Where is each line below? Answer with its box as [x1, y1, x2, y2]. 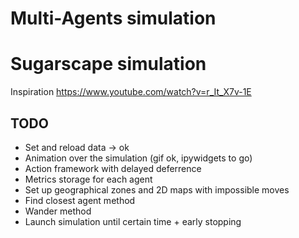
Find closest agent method [24, 194, 136, 206]
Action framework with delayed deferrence [24, 162, 202, 174]
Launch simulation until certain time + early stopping [24, 215, 242, 227]
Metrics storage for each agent [24, 173, 153, 185]
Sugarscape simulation [10, 53, 207, 76]
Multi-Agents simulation [10, 7, 217, 30]
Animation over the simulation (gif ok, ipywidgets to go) [24, 152, 253, 164]
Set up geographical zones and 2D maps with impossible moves [24, 183, 290, 196]
